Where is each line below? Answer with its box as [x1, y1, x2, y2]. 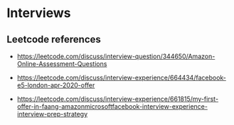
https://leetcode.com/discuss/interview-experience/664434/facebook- [16, 73, 227, 82]
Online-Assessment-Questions [16, 60, 107, 68]
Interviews [6, 5, 71, 21]
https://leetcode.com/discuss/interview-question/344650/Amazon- [16, 52, 216, 60]
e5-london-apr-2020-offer [16, 81, 95, 89]
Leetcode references [6, 33, 101, 45]
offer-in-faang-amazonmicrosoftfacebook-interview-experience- [16, 102, 208, 111]
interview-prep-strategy [16, 110, 88, 118]
